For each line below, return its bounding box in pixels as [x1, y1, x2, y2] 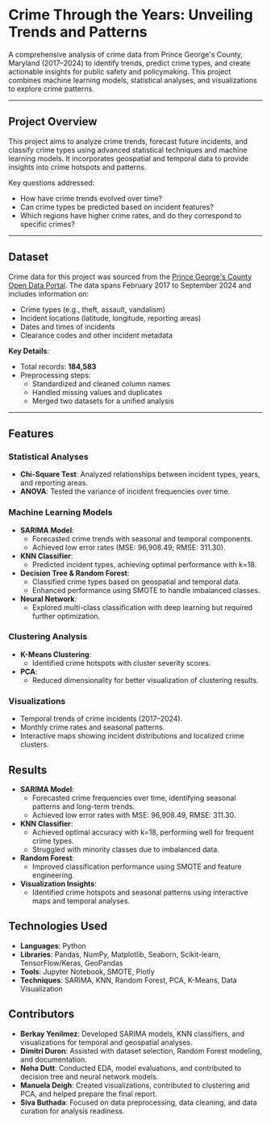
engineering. [31, 870, 75, 880]
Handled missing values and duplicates [31, 387, 163, 397]
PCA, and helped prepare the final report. [19, 1088, 157, 1098]
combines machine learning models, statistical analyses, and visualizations [8, 75, 257, 85]
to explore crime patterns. [8, 83, 94, 94]
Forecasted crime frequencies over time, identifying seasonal [31, 793, 236, 802]
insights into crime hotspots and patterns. [8, 162, 147, 171]
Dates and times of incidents [19, 322, 115, 331]
